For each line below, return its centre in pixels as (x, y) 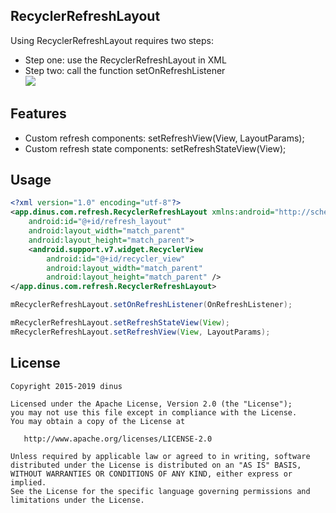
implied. (28, 482)
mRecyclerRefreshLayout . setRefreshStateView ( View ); (120, 323)
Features (38, 114)
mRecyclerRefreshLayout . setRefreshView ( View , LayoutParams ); (140, 332)
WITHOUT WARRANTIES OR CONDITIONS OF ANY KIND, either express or (151, 474)
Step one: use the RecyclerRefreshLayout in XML (125, 60)
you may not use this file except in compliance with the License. (154, 412)
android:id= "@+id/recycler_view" (116, 259)
